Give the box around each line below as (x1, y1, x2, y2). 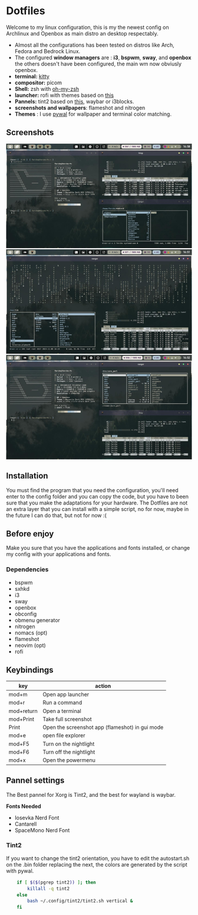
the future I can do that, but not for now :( (6, 512, 107, 519)
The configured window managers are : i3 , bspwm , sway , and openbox (14, 54, 192, 61)
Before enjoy (6, 529, 54, 539)
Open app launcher (42, 691, 90, 698)
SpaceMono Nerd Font (14, 826, 70, 833)
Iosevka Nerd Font (14, 814, 60, 821)
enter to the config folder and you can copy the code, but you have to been (6, 493, 189, 500)
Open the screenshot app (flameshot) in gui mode (42, 724, 164, 731)
